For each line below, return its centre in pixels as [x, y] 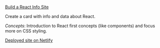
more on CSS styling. [26, 31]
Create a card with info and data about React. [50, 16]
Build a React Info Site [27, 7]
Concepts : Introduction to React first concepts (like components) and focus [80, 26]
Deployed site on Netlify [29, 40]
